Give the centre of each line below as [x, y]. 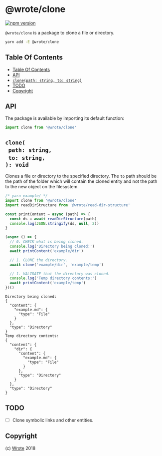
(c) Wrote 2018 [20, 448]
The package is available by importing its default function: [65, 118]
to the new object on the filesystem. [42, 187]
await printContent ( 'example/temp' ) [48, 283]
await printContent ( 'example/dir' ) [47, 251]
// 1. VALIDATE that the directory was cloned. [60, 274]
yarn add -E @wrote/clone [32, 42]
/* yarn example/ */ [27, 196]
